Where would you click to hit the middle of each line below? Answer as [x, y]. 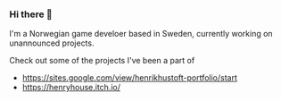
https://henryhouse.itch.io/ [71, 88]
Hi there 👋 [31, 14]
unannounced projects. [52, 43]
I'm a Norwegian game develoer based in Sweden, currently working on [141, 34]
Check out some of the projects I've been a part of [102, 61]
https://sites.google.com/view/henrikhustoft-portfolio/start [130, 78]
